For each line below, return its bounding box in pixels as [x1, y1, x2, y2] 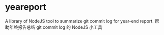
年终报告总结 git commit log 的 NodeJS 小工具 [9, 24, 103, 30]
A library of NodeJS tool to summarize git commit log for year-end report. [5, 18, 154, 24]
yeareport [5, 1, 47, 13]
